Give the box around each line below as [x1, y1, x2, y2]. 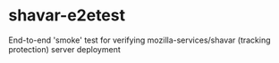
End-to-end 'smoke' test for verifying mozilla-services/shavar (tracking [8, 35, 271, 45]
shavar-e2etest [8, 5, 126, 26]
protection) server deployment [8, 43, 122, 54]
